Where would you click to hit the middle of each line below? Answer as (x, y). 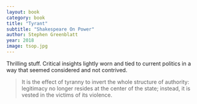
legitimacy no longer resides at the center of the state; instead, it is (106, 88)
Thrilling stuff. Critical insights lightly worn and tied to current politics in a (99, 63)
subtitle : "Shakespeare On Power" (51, 29)
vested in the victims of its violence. (67, 95)
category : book (26, 18)
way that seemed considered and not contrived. (67, 70)
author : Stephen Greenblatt (42, 35)
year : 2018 (20, 40)
